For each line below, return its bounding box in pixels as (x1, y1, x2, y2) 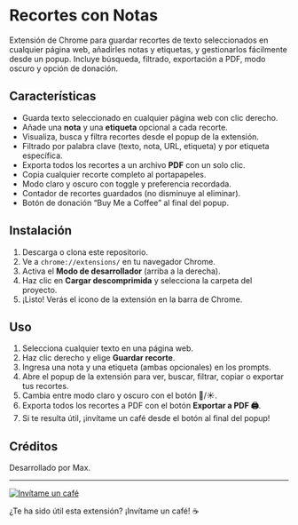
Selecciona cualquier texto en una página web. (21, 343, 193, 354)
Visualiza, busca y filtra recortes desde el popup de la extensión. (21, 131, 260, 142)
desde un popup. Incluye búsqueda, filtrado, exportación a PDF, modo (9, 53, 266, 64)
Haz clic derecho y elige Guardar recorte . (21, 353, 176, 363)
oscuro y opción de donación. (9, 63, 119, 74)
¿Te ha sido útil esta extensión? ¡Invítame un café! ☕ (9, 505, 200, 516)
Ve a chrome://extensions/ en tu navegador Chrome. (21, 256, 216, 266)
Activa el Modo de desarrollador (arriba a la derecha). (21, 266, 221, 276)
